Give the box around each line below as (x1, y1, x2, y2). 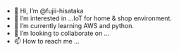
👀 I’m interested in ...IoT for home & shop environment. (13, 14, 173, 22)
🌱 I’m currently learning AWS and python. (13, 22, 134, 30)
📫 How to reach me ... (13, 37, 80, 45)
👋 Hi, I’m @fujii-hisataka (13, 7, 84, 15)
